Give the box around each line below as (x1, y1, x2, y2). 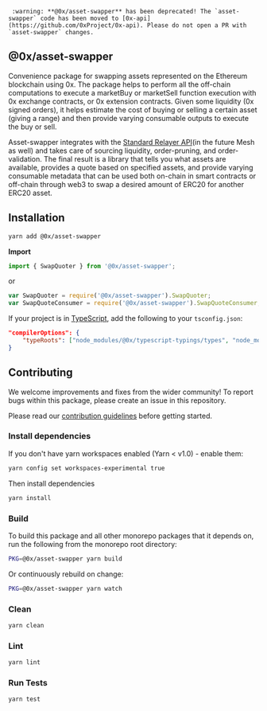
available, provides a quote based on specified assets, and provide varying (8, 162, 253, 172)
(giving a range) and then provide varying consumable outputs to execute (8, 113, 249, 123)
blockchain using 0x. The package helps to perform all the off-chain (8, 80, 231, 89)
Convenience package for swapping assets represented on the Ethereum (8, 71, 248, 80)
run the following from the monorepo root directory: (8, 539, 177, 549)
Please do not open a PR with (146, 21, 247, 29)
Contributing (8, 366, 73, 380)
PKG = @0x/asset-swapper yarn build (8, 554, 123, 563)
